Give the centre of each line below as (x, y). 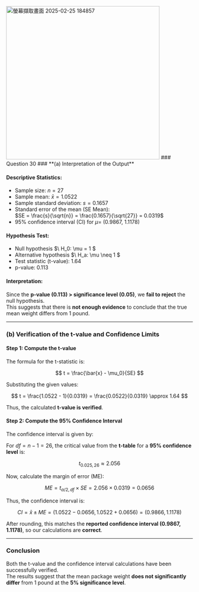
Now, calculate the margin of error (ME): (55, 476)
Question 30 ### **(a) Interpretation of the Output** (70, 164)
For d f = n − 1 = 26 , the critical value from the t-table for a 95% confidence (99, 445)
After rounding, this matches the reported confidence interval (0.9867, (94, 523)
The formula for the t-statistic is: (45, 361)
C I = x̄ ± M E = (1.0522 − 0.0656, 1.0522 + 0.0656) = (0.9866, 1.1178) (99, 512)
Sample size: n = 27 (39, 191)
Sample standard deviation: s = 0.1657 (61, 203)
